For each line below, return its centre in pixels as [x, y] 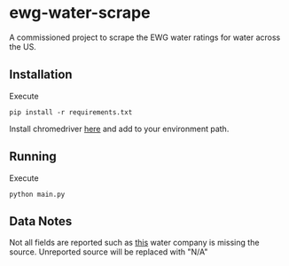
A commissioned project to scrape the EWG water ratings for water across [145, 37]
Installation [41, 75]
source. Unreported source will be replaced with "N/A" [109, 252]
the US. [23, 46]
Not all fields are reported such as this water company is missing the [134, 243]
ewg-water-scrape [80, 13]
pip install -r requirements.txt [71, 112]
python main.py [37, 194]
